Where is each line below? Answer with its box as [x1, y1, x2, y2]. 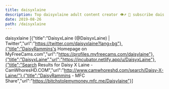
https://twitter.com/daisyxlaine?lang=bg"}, [35, 41, 123, 47]
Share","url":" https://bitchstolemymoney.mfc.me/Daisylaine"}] [5, 78, 133, 84]
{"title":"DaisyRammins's [5, 46, 57, 52]
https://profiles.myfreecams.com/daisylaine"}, [58, 51, 154, 57]
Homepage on [57, 46, 87, 52]
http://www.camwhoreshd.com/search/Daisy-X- [63, 67, 164, 73]
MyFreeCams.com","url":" [5, 51, 59, 57]
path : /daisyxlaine [5, 21, 46, 27]
